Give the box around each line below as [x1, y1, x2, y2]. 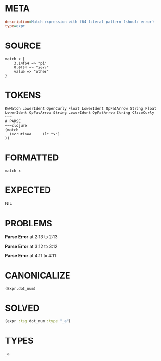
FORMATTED [5, 152, 59, 163]
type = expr [5, 23, 25, 28]
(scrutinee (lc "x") [9, 132, 60, 136]
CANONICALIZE [5, 270, 71, 281]
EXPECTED [5, 184, 51, 196]
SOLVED [5, 303, 40, 314]
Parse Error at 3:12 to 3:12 [5, 243, 58, 249]
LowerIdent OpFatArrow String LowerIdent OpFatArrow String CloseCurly [5, 110, 154, 115]
